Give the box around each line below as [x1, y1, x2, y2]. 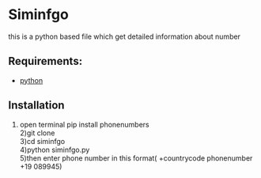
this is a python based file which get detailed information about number [8, 32, 241, 41]
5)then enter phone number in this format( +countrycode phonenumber [19, 153, 253, 163]
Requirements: [8, 55, 83, 68]
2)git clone [19, 128, 55, 138]
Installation [8, 99, 65, 112]
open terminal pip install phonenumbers [19, 119, 149, 129]
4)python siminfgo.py [19, 145, 90, 154]
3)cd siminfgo [19, 136, 66, 146]
